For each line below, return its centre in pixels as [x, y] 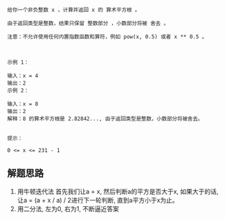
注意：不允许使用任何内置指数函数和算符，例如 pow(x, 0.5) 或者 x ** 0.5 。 [107, 37]
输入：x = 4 [23, 76]
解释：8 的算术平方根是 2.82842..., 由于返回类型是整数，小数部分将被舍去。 [105, 119]
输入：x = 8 [23, 104]
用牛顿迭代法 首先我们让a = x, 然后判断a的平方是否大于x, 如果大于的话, [118, 191]
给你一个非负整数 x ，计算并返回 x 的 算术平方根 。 [74, 10]
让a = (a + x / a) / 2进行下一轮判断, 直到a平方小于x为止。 [98, 200]
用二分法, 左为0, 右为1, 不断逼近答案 [68, 209]
